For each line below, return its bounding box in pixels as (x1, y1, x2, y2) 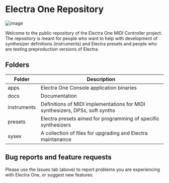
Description (87, 76, 116, 83)
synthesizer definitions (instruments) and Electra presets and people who (5, 40, 157, 46)
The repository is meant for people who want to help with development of (5, 35, 158, 41)
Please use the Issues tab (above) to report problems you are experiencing (5, 166, 160, 172)
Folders (5, 60, 30, 69)
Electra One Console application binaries (40, 84, 137, 91)
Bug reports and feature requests (5, 153, 112, 162)
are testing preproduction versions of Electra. (5, 46, 99, 52)
